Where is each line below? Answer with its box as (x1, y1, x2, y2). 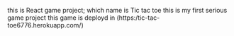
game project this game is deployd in (7, 13, 116, 22)
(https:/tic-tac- (116, 13, 160, 22)
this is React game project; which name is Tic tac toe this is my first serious (7, 6, 228, 14)
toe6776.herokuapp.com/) (7, 21, 84, 29)
